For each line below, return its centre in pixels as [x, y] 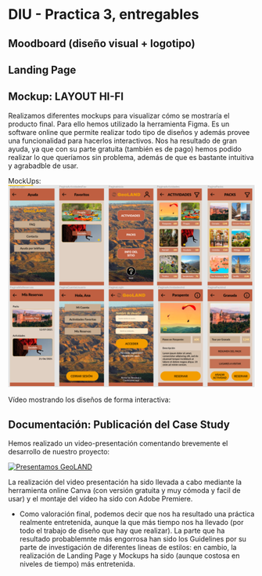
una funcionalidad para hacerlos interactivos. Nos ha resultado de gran [122, 140]
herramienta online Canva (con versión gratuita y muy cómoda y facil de [124, 490]
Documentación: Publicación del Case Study [119, 424]
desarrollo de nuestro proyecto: [59, 452]
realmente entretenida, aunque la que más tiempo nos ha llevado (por [131, 523]
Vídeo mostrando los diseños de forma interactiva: [90, 400]
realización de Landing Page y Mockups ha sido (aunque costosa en [129, 556]
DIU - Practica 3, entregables [104, 15]
